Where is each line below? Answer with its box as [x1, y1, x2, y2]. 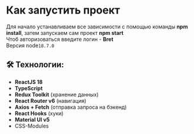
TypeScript [14, 84, 43, 91]
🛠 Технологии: [6, 60, 64, 70]
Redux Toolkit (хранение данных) [14, 91, 99, 98]
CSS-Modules [14, 122, 49, 129]
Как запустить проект [6, 4, 120, 17]
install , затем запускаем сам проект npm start [6, 29, 124, 36]
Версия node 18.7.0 [6, 42, 55, 49]
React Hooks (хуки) [14, 110, 64, 117]
